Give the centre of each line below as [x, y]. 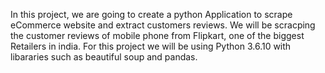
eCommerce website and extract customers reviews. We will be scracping [163, 25]
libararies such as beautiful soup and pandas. [104, 57]
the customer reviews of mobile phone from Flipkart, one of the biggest [157, 35]
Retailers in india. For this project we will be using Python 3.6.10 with [151, 46]
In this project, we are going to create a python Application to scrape [151, 14]
